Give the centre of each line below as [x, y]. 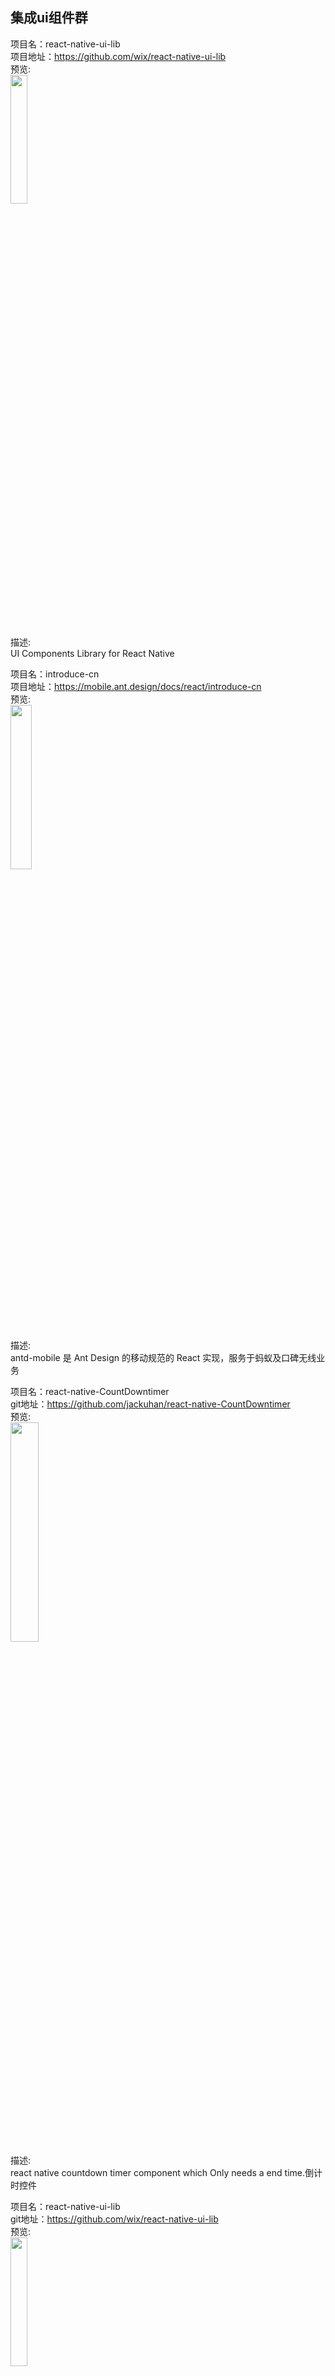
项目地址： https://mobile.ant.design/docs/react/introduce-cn [136, 686]
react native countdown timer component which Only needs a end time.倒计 [166, 2172]
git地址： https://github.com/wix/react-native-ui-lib [114, 2219]
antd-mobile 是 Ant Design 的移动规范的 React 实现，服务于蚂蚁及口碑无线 [163, 1357]
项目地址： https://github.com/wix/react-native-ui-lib [118, 56]
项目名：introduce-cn [55, 674]
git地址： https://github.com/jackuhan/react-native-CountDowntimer [150, 1404]
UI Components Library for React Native [92, 653]
